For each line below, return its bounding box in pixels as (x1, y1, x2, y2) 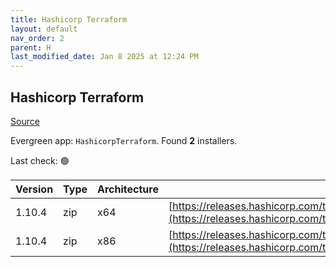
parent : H (10, 42, 52, 53)
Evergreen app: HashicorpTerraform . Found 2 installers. (10, 134, 238, 146)
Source (10, 115, 40, 127)
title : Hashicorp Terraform (10, 14, 128, 25)
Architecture (97, 182, 159, 196)
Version (15, 182, 54, 196)
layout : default (10, 24, 78, 34)
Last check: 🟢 (10, 154, 70, 166)
